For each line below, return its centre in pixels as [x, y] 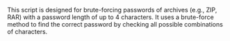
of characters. [27, 31]
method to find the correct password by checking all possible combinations [115, 24]
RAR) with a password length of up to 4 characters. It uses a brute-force [110, 17]
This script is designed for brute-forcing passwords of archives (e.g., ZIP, [112, 10]
